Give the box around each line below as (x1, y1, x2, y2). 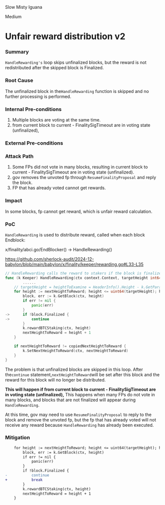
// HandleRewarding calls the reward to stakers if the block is (5, 270, 141, 276)
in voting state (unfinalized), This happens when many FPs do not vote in (5, 391, 155, 397)
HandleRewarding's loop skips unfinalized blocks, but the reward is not (5, 59, 147, 65)
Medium (5, 14, 22, 19)
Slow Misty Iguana (5, 4, 43, 10)
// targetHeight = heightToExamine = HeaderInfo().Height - (14, 285, 139, 290)
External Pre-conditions (5, 140, 63, 147)
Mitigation (5, 434, 30, 441)
